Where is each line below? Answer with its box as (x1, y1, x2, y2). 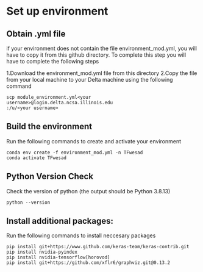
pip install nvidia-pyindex (6, 249, 78, 256)
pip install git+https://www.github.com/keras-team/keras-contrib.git (6, 244, 190, 250)
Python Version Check (6, 171, 93, 182)
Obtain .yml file (6, 29, 66, 39)
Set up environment (6, 4, 109, 18)
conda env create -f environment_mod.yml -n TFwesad (6, 149, 143, 156)
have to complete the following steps (6, 58, 99, 65)
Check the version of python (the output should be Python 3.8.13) (6, 187, 171, 195)
